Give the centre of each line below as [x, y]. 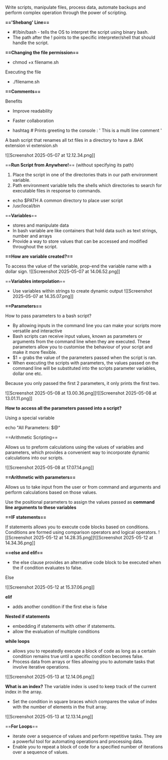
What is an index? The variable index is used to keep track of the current [81, 686]
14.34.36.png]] [20, 543]
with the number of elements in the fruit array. [60, 707]
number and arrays [32, 236]
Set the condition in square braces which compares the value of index [85, 701]
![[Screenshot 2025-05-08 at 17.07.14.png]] [50, 467]
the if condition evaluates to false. [47, 568]
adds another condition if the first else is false [60, 607]
